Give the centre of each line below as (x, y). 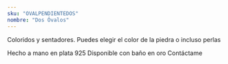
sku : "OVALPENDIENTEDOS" (43, 13)
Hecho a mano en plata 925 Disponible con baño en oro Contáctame (105, 53)
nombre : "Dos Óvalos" (38, 20)
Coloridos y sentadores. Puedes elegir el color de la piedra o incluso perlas (114, 39)
